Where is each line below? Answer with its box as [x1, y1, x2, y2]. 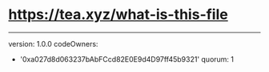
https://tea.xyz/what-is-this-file [8, 6, 228, 24]
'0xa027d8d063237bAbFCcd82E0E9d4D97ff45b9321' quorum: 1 [19, 54, 235, 64]
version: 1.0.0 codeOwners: [8, 39, 98, 48]
